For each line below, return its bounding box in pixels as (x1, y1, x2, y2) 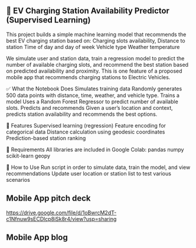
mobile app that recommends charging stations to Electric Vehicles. (6, 73, 171, 80)
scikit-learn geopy (6, 152, 51, 159)
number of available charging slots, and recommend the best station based (6, 61, 189, 68)
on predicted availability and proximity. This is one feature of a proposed (6, 67, 182, 74)
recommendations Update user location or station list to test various (6, 169, 171, 177)
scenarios (6, 176, 31, 183)
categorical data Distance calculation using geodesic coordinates (6, 128, 165, 135)
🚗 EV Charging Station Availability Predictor (6, 6, 170, 16)
